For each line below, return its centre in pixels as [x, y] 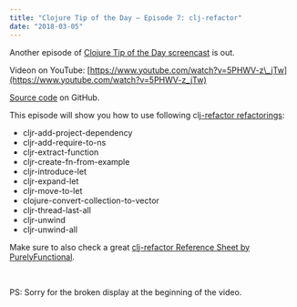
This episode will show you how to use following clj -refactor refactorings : [147, 115]
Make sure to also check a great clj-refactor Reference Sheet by [130, 247]
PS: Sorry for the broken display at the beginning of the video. [126, 292]
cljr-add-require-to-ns [64, 142]
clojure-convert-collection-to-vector [91, 200]
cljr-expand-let [51, 181]
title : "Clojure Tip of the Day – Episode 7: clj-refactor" [126, 18]
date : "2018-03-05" [46, 26]
